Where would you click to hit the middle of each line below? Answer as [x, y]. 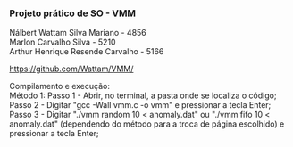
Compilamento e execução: [59, 86]
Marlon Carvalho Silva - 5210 [63, 42]
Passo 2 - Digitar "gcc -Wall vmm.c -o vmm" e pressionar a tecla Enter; [140, 105]
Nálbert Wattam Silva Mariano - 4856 [78, 33]
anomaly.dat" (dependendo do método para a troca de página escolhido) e [147, 124]
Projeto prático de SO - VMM [73, 13]
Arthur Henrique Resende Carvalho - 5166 [87, 52]
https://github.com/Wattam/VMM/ [71, 69]
